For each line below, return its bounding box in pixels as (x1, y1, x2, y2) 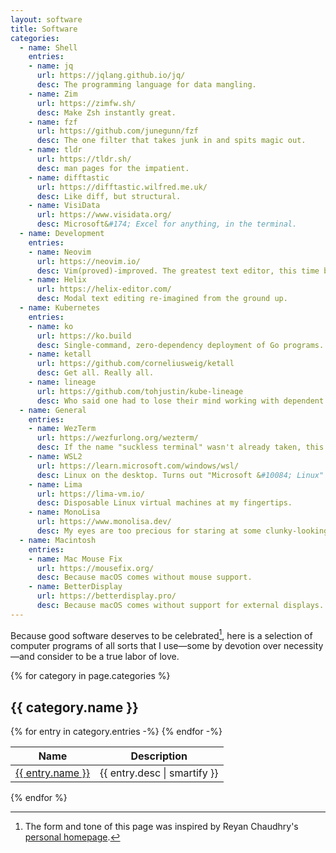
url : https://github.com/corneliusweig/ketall (36, 359, 235, 369)
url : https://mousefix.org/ (36, 563, 155, 573)
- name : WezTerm (28, 424, 97, 434)
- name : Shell (19, 42, 78, 53)
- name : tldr (28, 145, 83, 155)
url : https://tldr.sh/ (36, 154, 132, 164)
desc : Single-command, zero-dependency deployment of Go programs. (36, 340, 325, 350)
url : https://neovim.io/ (36, 256, 141, 266)
